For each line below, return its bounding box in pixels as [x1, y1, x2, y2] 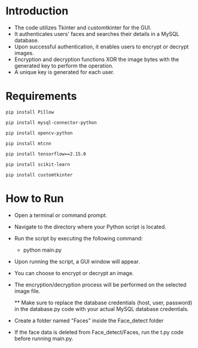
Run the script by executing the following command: [14, 234, 143, 242]
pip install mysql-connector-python [5, 120, 97, 126]
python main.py [23, 246, 62, 254]
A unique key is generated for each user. [14, 68, 115, 75]
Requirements [5, 90, 77, 103]
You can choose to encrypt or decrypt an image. [14, 269, 134, 276]
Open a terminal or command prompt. [14, 211, 108, 219]
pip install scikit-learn [5, 161, 70, 167]
